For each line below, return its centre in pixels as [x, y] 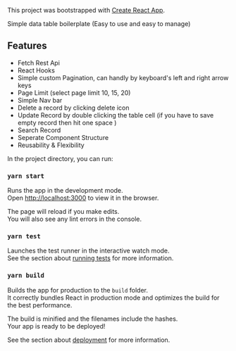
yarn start [26, 176]
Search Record [39, 130]
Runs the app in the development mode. [65, 191]
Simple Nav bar [40, 100]
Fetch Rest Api [38, 63]
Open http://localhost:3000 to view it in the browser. [83, 198]
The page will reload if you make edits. [63, 212]
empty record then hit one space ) [67, 122]
